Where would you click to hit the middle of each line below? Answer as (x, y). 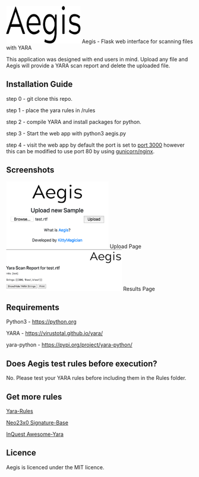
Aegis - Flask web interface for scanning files (137, 41)
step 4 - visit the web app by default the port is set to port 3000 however (96, 145)
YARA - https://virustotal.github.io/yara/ (55, 333)
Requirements (33, 307)
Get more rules (34, 397)
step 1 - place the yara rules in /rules (51, 110)
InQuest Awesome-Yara (35, 434)
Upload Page (125, 246)
